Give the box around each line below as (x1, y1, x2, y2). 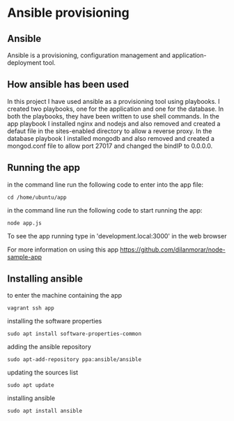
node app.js (7, 220, 42, 227)
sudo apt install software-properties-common (7, 330, 141, 337)
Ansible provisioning (7, 5, 130, 21)
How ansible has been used (7, 79, 130, 91)
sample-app (7, 252, 42, 261)
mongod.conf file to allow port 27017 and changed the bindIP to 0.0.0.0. (7, 141, 213, 150)
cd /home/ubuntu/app (7, 194, 68, 201)
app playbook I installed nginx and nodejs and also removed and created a (7, 119, 221, 128)
